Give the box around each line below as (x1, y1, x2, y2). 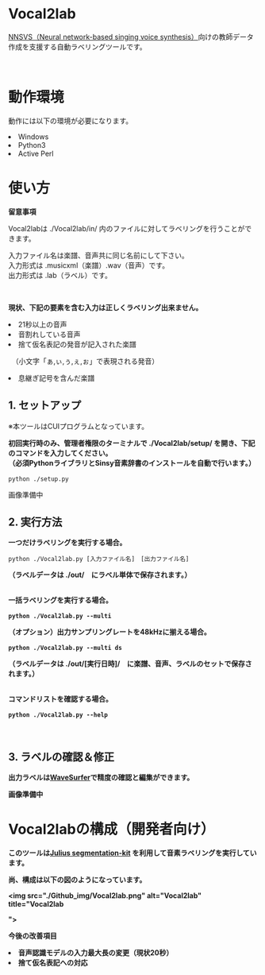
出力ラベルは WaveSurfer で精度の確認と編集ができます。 (8, 772, 194, 783)
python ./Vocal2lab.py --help (8, 711, 109, 719)
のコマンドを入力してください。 (8, 448, 113, 458)
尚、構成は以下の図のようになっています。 (8, 875, 147, 884)
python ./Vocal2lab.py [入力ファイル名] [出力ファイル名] (8, 555, 190, 563)
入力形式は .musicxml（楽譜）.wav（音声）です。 (8, 260, 169, 270)
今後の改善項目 (8, 931, 57, 941)
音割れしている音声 (18, 329, 81, 339)
